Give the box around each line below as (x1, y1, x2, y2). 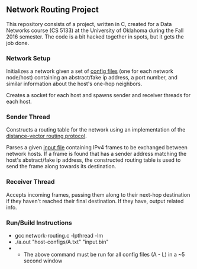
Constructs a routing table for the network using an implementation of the (6, 126, 186, 133)
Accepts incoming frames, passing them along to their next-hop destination (6, 191, 190, 198)
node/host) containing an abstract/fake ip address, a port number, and (6, 74, 177, 81)
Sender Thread (6, 113, 50, 121)
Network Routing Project (6, 5, 99, 15)
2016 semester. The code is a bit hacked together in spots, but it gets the (6, 33, 185, 40)
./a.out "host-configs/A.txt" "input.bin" (14, 238, 109, 245)
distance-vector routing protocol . (6, 133, 87, 140)
